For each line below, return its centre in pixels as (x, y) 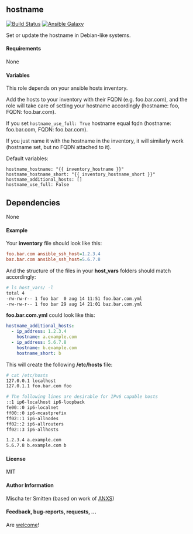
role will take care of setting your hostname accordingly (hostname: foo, (93, 106)
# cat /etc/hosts (27, 375)
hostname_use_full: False (37, 185)
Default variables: (27, 158)
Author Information (30, 485)
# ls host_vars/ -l (30, 288)
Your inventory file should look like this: (54, 244)
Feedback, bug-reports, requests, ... (51, 512)
